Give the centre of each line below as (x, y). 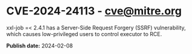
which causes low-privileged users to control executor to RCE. (84, 34)
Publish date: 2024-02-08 (40, 46)
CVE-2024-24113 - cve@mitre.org (94, 11)
